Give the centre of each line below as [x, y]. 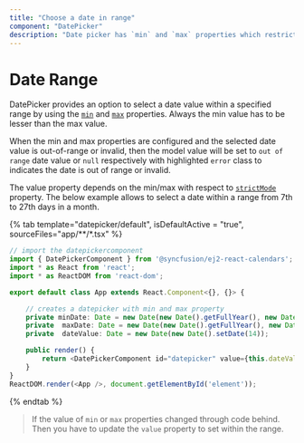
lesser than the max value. [58, 124]
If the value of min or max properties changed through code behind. [156, 419]
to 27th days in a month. [54, 207]
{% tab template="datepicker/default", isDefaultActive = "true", [127, 225]
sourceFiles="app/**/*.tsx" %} [66, 234]
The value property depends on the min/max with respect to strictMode [143, 188]
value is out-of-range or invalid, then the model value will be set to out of [146, 151]
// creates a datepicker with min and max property [125, 309]
